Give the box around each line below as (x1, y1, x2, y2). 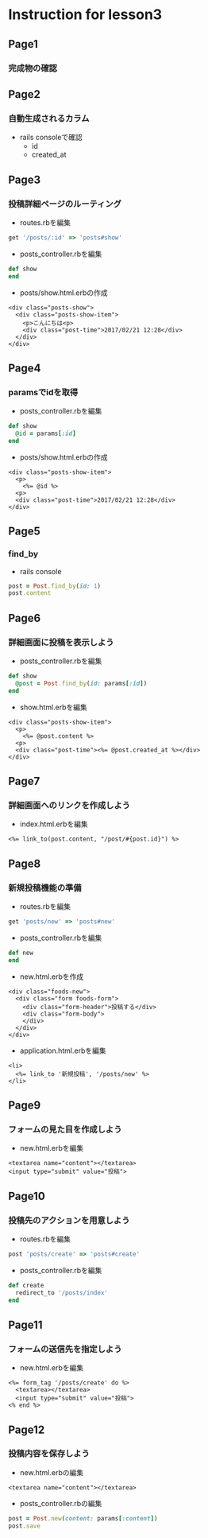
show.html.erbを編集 (19, 702, 87, 712)
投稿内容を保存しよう (8, 1448, 90, 1459)
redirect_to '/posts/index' (15, 1288, 109, 1297)
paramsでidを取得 (8, 386, 79, 398)
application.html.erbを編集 (19, 1046, 107, 1055)
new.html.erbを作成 (19, 972, 84, 981)
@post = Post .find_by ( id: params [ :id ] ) (15, 679, 148, 687)
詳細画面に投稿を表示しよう (8, 636, 114, 647)
